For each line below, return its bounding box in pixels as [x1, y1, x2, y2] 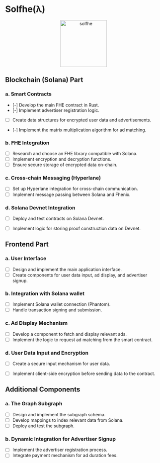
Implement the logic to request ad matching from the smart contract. [12, 337, 153, 343]
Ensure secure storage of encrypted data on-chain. [12, 162, 118, 168]
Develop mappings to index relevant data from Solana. [12, 417, 124, 423]
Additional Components [5, 385, 80, 394]
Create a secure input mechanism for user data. [12, 361, 110, 367]
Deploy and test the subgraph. [12, 423, 75, 429]
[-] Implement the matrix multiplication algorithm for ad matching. [12, 127, 147, 133]
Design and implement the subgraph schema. [12, 411, 106, 417]
